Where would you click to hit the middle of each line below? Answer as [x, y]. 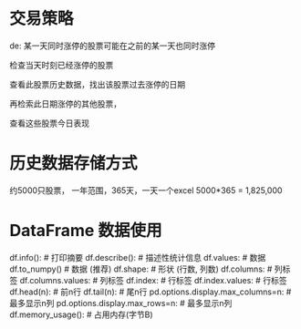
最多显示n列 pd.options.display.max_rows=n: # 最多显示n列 [121, 303]
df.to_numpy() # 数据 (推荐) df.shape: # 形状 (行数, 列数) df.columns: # [141, 269]
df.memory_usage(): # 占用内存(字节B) [81, 314]
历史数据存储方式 [74, 164]
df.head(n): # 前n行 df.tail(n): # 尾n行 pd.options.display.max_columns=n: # [150, 292]
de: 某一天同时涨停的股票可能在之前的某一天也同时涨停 [113, 46]
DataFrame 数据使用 [86, 231]
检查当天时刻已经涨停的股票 [62, 65]
